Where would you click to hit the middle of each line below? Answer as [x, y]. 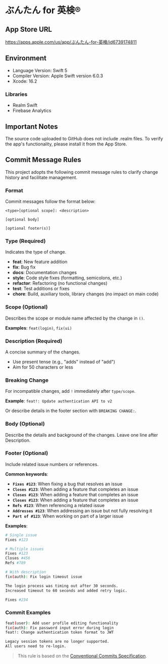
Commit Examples [28, 612]
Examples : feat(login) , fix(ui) [39, 328]
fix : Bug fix [24, 267]
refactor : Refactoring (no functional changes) [60, 283]
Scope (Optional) [26, 307]
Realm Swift [25, 105]
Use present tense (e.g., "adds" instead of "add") [64, 362]
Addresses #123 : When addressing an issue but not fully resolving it [82, 510]
